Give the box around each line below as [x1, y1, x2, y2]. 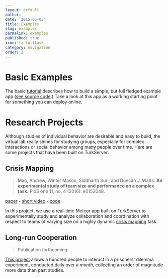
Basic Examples [5, 71, 73, 83]
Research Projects [5, 117, 83, 128]
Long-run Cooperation [5, 233, 77, 242]
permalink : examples [5, 31, 49, 36]
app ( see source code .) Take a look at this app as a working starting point [5, 94, 158, 100]
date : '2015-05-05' [5, 17, 46, 22]
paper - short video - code [5, 198, 60, 204]
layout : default [5, 7, 39, 13]
